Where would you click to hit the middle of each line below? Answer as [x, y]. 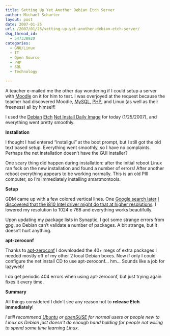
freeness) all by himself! [31, 107]
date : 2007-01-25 [24, 24]
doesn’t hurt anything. [29, 231]
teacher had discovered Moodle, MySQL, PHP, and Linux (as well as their [82, 102]
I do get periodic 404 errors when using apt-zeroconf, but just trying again [83, 277]
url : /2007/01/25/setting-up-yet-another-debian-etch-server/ [73, 29]
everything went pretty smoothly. [40, 122]
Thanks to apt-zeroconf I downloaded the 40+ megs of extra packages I [81, 250]
